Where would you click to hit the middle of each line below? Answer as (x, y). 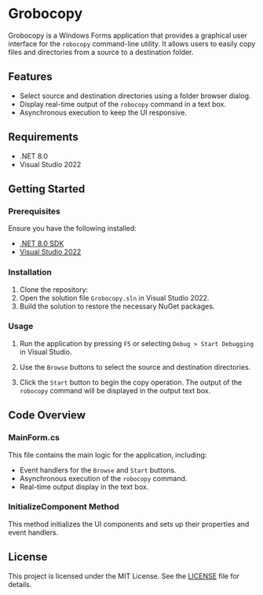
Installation (30, 272)
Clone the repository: (54, 289)
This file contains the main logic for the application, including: (108, 454)
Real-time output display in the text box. (84, 487)
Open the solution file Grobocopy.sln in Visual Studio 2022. (114, 297)
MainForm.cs (34, 438)
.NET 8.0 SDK (42, 243)
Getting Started (47, 189)
